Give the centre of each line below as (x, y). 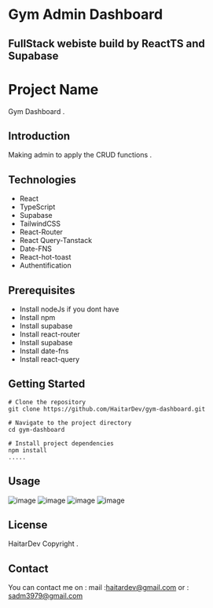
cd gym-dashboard (37, 429)
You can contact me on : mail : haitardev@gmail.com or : (99, 588)
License (28, 525)
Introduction (39, 136)
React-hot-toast (45, 257)
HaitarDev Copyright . (43, 544)
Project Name (53, 89)
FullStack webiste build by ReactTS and (107, 44)
